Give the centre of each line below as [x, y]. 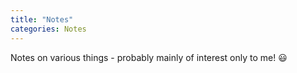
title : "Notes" [42, 19]
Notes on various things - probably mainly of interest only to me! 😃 [149, 57]
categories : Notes [48, 29]
